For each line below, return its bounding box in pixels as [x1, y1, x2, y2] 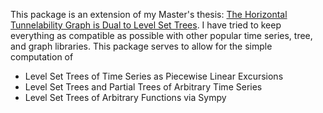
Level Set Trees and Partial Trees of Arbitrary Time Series [24, 81, 263, 93]
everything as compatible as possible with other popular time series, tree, [10, 30, 313, 41]
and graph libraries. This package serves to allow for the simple [10, 40, 273, 52]
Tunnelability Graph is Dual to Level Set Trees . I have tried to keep [10, 19, 282, 31]
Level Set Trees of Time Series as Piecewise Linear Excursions [24, 70, 284, 82]
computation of [10, 51, 74, 63]
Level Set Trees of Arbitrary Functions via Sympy [24, 92, 227, 103]
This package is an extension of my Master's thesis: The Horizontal [10, 9, 288, 20]
